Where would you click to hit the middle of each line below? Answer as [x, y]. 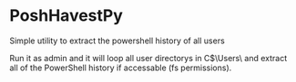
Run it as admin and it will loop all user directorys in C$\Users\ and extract [148, 58]
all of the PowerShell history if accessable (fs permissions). [121, 68]
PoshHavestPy [66, 16]
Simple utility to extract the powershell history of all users [117, 41]
